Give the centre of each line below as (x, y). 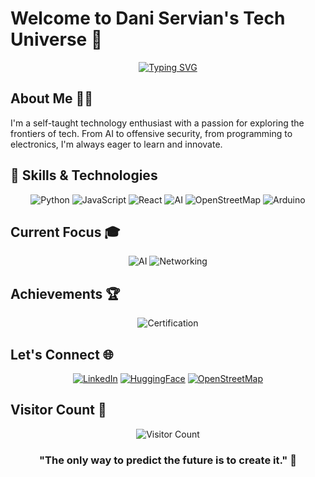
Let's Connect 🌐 (62, 354)
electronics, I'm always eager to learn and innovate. (116, 144)
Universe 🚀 (56, 39)
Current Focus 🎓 (65, 232)
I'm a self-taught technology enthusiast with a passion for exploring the (157, 123)
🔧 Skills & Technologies (84, 175)
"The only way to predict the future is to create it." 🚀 (168, 460)
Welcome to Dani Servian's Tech (148, 18)
